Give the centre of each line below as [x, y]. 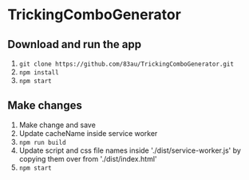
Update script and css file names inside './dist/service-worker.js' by [130, 150]
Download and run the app [74, 44]
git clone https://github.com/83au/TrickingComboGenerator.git [126, 64]
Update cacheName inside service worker [88, 133]
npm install [39, 73]
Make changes [45, 106]
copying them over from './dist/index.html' [88, 158]
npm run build [42, 142]
